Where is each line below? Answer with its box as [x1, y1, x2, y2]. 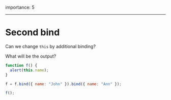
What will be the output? [5, 53, 56, 59]
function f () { [5, 63, 38, 68]
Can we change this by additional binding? [5, 43, 96, 49]
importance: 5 [5, 5, 35, 10]
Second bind [5, 27, 60, 38]
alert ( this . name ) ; [10, 68, 49, 73]
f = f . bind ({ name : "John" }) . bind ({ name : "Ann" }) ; [5, 81, 122, 86]
